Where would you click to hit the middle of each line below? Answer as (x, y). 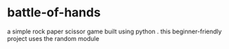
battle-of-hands (54, 13)
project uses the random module (53, 38)
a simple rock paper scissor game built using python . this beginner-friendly (115, 31)
